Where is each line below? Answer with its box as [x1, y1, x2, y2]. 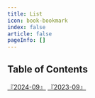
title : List [7, 10, 43, 18]
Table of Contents [7, 63, 89, 75]
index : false [7, 23, 46, 31]
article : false [7, 30, 52, 38]
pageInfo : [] [7, 37, 46, 44]
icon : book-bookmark [7, 17, 69, 24]
